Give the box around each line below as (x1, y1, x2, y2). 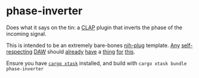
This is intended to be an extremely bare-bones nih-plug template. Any (6, 42, 181, 49)
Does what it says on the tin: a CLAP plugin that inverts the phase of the (6, 24, 183, 31)
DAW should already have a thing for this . (33, 48, 136, 55)
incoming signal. (6, 30, 46, 37)
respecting (6, 48, 33, 55)
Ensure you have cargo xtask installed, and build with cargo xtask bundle (6, 60, 187, 67)
